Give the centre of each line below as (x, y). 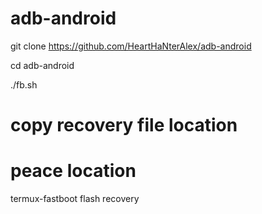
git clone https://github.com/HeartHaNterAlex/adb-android (131, 46)
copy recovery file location (124, 125)
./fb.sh (24, 84)
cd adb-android (42, 65)
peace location (73, 171)
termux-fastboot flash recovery (75, 199)
